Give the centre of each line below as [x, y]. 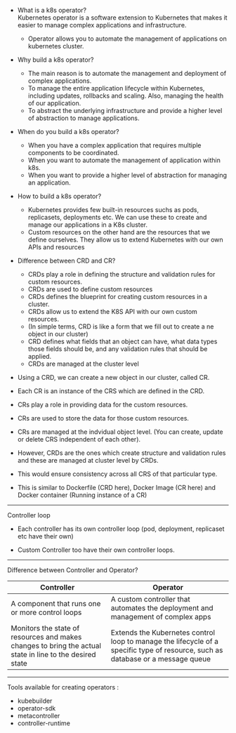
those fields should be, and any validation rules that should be [118, 349]
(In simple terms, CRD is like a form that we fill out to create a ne [121, 326]
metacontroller [39, 716]
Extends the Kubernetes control [163, 633]
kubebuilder [35, 701]
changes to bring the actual [56, 646]
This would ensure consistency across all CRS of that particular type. [117, 474]
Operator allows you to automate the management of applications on [127, 39]
